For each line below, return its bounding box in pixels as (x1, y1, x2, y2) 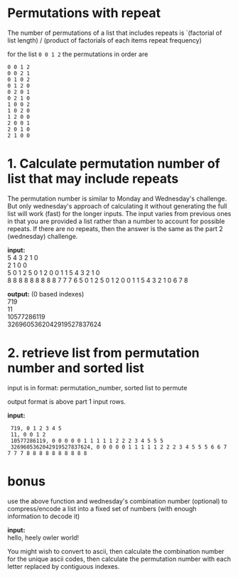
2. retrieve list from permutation (7, 345, 200, 361)
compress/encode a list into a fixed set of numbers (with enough (7, 504, 197, 513)
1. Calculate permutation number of (7, 156, 220, 172)
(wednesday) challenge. (7, 232, 78, 240)
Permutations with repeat (7, 5, 161, 21)
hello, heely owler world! (7, 533, 80, 542)
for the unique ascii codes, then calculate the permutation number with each (7, 555, 232, 563)
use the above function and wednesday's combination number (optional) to (7, 496, 228, 505)
